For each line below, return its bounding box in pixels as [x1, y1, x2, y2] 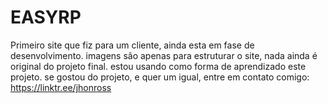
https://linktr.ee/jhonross [10, 81, 112, 93]
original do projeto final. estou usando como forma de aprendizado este [10, 60, 307, 72]
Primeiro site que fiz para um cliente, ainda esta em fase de [10, 39, 255, 51]
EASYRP [10, 6, 82, 29]
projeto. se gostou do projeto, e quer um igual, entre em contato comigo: [10, 71, 310, 83]
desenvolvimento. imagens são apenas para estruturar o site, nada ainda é [10, 49, 318, 61]
